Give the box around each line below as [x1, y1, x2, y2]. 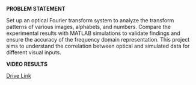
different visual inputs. [6, 49, 62, 56]
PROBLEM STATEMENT [6, 5, 66, 12]
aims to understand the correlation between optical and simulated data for [6, 42, 190, 49]
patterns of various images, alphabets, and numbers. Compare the [6, 24, 171, 30]
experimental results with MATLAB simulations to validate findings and [6, 30, 180, 37]
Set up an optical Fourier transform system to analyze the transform [6, 17, 174, 24]
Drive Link [6, 72, 31, 79]
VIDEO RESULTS [6, 60, 48, 68]
